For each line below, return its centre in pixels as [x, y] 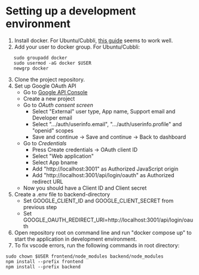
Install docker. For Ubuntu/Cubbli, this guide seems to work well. [94, 40]
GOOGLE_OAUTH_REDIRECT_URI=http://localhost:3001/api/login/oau [108, 220]
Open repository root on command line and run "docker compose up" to [103, 232]
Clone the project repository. [49, 79]
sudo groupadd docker [40, 58]
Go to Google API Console [55, 92]
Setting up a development [71, 11]
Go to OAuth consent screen [58, 105]
